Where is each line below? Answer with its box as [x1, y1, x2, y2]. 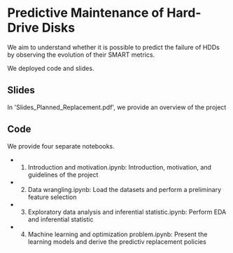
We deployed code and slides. [7, 64, 94, 72]
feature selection [27, 193, 77, 201]
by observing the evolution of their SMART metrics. [7, 50, 155, 59]
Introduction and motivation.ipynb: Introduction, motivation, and [27, 163, 212, 171]
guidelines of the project [27, 170, 99, 179]
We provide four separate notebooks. [7, 142, 115, 150]
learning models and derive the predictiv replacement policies [27, 237, 206, 246]
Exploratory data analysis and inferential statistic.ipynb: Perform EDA [27, 207, 227, 216]
